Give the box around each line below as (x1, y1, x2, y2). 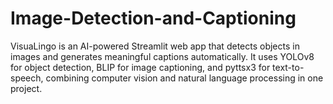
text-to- (272, 61, 305, 73)
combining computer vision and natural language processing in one (45, 72, 324, 84)
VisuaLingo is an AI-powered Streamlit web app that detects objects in (10, 40, 300, 52)
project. (10, 82, 43, 94)
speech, (10, 72, 44, 84)
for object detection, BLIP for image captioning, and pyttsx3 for (10, 61, 271, 73)
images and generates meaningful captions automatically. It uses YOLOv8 (10, 50, 315, 62)
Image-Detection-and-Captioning (10, 7, 297, 30)
